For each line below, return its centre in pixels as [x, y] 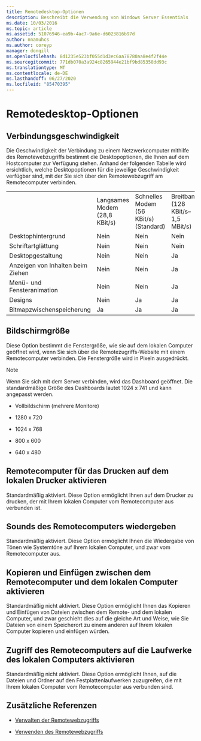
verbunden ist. [24, 508]
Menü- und [25, 283]
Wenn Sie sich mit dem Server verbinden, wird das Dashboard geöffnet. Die [100, 381]
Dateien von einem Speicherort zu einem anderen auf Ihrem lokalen [89, 625]
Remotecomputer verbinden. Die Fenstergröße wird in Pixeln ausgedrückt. [98, 358]
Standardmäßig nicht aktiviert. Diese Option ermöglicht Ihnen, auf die [92, 674]
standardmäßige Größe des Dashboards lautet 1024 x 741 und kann [89, 388]
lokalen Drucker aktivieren [57, 481]
